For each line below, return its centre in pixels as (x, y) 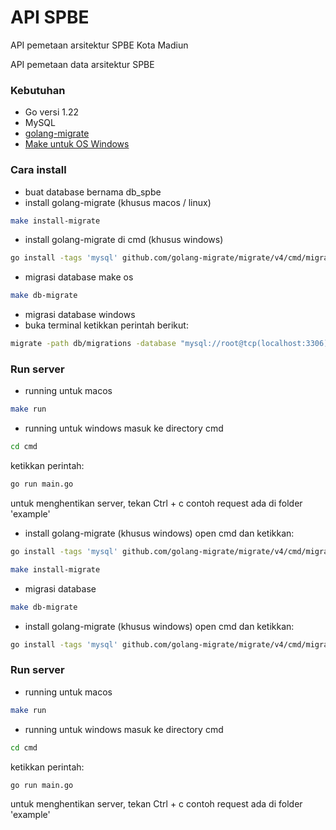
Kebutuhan (38, 90)
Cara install (38, 170)
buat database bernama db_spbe (93, 192)
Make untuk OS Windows (77, 144)
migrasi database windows (80, 315)
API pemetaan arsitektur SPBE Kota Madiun (99, 45)
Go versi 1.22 (52, 112)
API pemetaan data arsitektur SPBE (82, 64)
